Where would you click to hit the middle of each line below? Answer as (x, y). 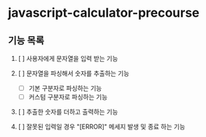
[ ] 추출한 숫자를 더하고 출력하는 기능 (68, 112)
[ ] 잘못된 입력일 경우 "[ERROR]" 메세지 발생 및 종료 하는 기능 (102, 127)
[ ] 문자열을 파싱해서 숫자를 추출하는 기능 (74, 73)
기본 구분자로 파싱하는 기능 (65, 88)
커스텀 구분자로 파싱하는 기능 (68, 97)
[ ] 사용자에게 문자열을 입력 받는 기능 (68, 58)
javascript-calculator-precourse (104, 13)
